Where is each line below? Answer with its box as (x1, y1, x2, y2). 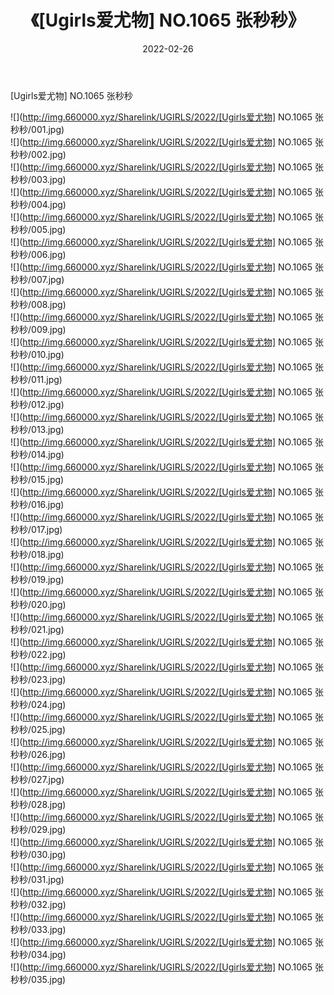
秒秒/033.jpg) (10, 923, 67, 935)
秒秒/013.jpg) (10, 423, 65, 435)
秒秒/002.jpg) (10, 148, 67, 160)
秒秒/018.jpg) (10, 548, 65, 560)
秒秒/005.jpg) (10, 223, 67, 235)
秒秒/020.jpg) (10, 598, 67, 610)
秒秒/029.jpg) (10, 823, 67, 835)
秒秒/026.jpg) (10, 748, 67, 760)
